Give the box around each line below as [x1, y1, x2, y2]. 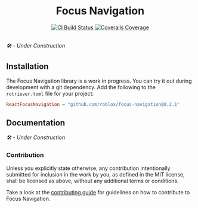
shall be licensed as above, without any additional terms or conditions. [6, 177, 179, 184]
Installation [6, 61, 49, 72]
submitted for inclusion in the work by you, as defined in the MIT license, [6, 171, 185, 178]
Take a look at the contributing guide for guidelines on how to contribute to [6, 188, 190, 196]
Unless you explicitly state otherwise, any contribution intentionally [6, 165, 171, 172]
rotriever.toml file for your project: [6, 90, 94, 97]
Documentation [6, 118, 66, 128]
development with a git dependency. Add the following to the [6, 83, 156, 90]
